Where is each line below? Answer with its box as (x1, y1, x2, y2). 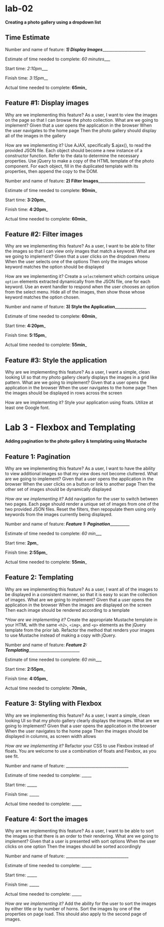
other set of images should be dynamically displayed (5, 486, 112, 492)
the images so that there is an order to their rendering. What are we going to (5, 833, 159, 839)
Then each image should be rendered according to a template (5, 607, 130, 613)
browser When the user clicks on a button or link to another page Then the (5, 481, 156, 487)
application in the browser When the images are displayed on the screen (5, 602, 151, 608)
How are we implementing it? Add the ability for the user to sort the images (5, 900, 157, 906)
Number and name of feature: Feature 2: (5, 642, 87, 648)
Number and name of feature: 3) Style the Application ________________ (5, 304, 146, 310)
